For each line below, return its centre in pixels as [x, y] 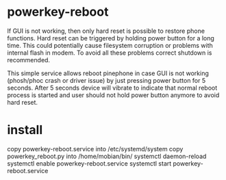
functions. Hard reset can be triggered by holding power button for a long [111, 38]
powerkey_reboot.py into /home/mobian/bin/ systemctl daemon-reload [107, 156]
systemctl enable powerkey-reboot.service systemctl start [89, 163]
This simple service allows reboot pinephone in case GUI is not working [108, 73]
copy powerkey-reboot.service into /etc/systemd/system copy [95, 149]
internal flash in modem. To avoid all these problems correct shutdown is [110, 53]
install [25, 130]
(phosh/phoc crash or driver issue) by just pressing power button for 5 [106, 80]
